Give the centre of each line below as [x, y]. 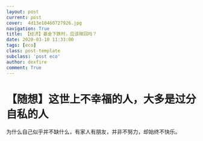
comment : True [24, 67]
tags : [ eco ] [21, 46]
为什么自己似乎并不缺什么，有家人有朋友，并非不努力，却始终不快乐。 [93, 132]
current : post [24, 17]
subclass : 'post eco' [33, 56]
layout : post [23, 12]
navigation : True [28, 28]
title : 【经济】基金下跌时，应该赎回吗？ [52, 34]
